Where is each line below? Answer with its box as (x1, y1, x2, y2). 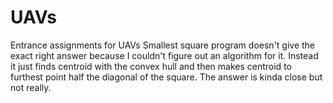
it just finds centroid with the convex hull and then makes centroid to (10, 60, 292, 72)
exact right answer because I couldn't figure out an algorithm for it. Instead (10, 49, 319, 61)
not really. (10, 81, 52, 93)
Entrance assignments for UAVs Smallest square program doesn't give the (10, 39, 316, 51)
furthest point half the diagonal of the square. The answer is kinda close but (10, 71, 323, 83)
